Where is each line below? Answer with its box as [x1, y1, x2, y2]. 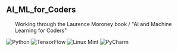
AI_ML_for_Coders [6, 5, 76, 15]
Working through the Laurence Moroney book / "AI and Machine [14, 20, 173, 27]
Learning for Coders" [14, 27, 67, 34]
